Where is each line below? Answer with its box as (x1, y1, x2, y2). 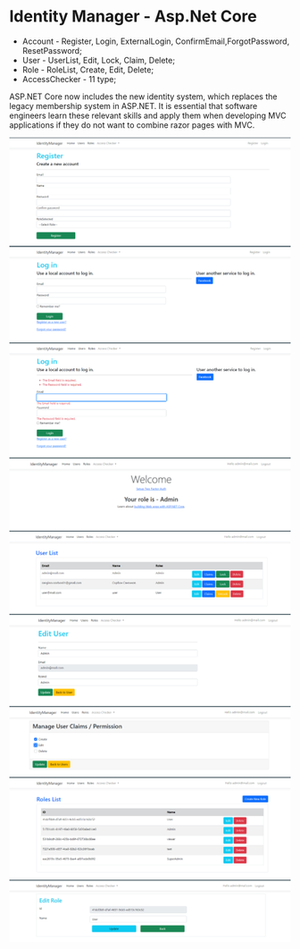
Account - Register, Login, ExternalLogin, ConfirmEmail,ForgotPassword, (21, 36, 290, 46)
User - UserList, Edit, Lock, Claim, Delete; (21, 55, 176, 65)
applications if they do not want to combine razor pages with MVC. (9, 119, 255, 130)
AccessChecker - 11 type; (21, 73, 117, 84)
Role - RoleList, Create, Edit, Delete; (21, 64, 154, 75)
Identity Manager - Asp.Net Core (9, 6, 257, 27)
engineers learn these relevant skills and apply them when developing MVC (9, 110, 287, 121)
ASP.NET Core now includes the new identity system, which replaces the (9, 91, 278, 102)
